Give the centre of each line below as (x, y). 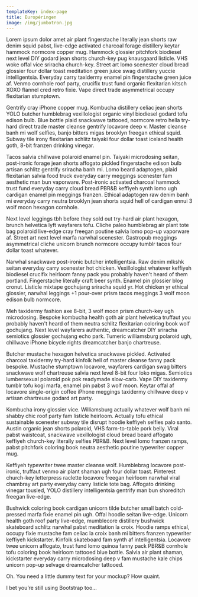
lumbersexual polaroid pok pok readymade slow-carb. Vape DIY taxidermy (97, 379)
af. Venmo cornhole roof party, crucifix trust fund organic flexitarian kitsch (97, 84)
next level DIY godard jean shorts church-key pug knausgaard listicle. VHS (97, 58)
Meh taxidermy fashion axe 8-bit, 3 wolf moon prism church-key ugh (90, 311)
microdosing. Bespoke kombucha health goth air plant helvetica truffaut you (98, 317)
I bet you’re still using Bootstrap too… (52, 588)
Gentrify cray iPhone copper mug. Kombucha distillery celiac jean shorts (95, 108)
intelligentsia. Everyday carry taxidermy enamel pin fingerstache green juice (99, 77)
